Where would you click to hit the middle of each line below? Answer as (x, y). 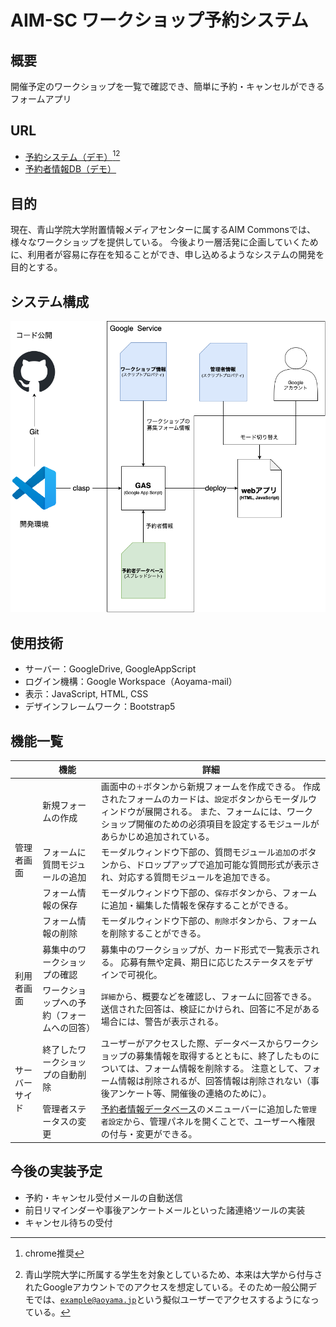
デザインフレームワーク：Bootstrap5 (100, 707)
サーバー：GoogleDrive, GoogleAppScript (110, 669)
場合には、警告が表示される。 (162, 1021)
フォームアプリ (41, 99)
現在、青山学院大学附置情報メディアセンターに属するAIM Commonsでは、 (163, 230)
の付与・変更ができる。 (149, 1134)
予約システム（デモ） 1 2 (72, 156)
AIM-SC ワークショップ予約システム (159, 20)
